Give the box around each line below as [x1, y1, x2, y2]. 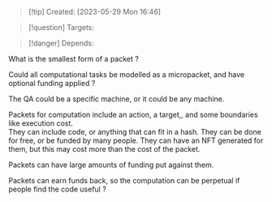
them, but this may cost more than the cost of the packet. [8, 144, 201, 153]
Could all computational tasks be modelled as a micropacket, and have [8, 70, 245, 80]
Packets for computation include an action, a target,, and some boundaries [8, 110, 258, 119]
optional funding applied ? [8, 79, 96, 88]
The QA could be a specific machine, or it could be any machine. [8, 94, 225, 104]
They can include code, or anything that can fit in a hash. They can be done [8, 127, 261, 136]
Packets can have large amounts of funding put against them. [8, 160, 214, 170]
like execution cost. [8, 118, 73, 128]
